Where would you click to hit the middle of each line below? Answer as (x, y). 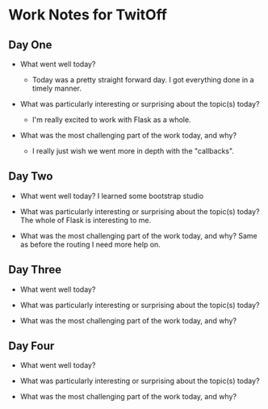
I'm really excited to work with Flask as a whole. (111, 120)
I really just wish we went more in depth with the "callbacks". (133, 151)
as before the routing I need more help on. (90, 244)
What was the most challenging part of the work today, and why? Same (138, 235)
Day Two (31, 177)
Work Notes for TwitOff (88, 15)
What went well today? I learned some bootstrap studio (112, 196)
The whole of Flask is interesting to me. (86, 220)
